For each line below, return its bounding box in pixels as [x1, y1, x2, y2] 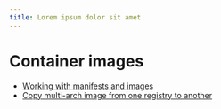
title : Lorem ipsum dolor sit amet [9, 12, 142, 22]
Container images [9, 51, 144, 71]
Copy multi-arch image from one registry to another [21, 90, 213, 100]
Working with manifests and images [21, 81, 154, 91]
